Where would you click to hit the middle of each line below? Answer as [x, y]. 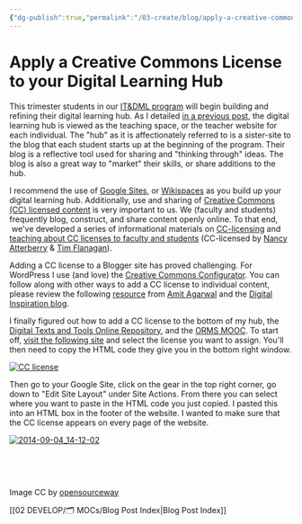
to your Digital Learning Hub [116, 81]
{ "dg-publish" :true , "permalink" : [72, 18]
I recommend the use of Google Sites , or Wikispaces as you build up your [145, 191]
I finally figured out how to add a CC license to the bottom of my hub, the [144, 321]
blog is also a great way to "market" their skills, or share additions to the [142, 164]
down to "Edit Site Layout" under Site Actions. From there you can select [144, 394]
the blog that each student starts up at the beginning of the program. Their [147, 144]
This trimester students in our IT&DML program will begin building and [139, 106]
